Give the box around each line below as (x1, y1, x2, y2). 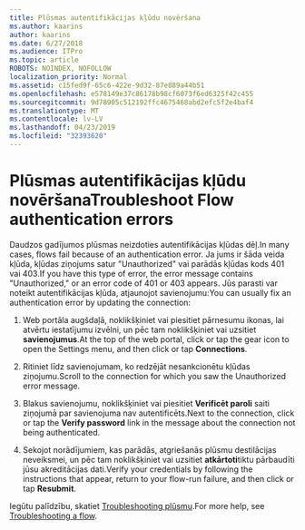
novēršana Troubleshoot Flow (9, 190, 234, 211)
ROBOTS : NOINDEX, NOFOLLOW (9, 64, 112, 74)
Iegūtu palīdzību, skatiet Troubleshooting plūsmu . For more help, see (9, 500, 265, 511)
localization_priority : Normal (9, 73, 128, 82)
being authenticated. (22, 427, 101, 437)
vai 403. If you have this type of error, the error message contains (9, 268, 254, 279)
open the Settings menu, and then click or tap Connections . (22, 343, 248, 354)
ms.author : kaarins (9, 22, 84, 31)
